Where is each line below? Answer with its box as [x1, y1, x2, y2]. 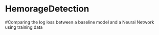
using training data [5, 24, 43, 30]
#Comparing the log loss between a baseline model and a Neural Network [5, 19, 154, 25]
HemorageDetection [5, 3, 90, 14]
